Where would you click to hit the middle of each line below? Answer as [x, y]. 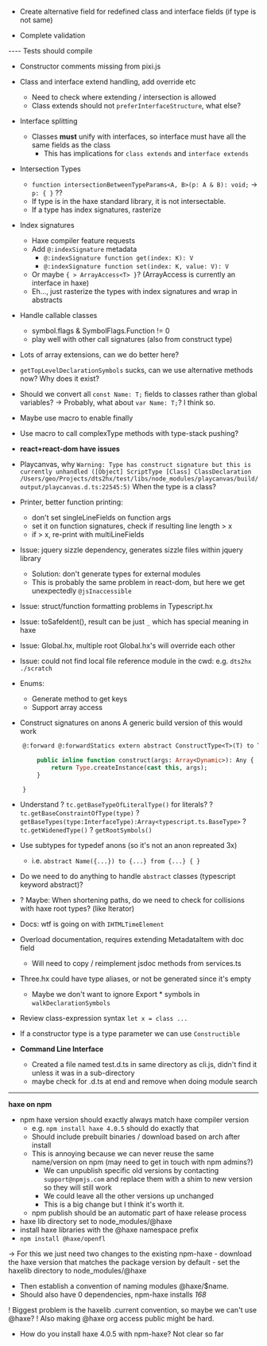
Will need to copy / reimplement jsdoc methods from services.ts [136, 963]
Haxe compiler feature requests [83, 241]
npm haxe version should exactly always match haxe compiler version [134, 1120]
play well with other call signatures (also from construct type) [132, 339]
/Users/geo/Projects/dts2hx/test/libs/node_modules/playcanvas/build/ [139, 479]
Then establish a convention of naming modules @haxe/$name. [124, 1286]
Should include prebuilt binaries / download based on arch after [136, 1137]
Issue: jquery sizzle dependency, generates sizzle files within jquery [132, 550]
